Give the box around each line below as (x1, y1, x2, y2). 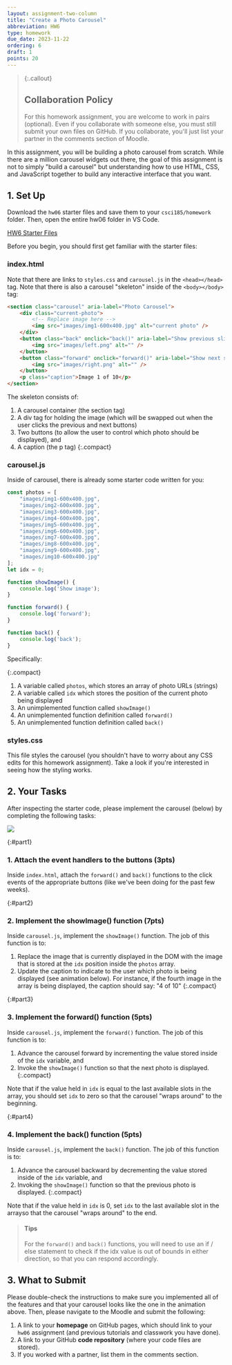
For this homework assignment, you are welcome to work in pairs (23, 112, 210, 121)
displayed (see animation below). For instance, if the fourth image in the (17, 975, 222, 983)
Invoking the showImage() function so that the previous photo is (17, 1181, 196, 1189)
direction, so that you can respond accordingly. (23, 1254, 159, 1263)
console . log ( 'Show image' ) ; (19, 585, 100, 592)
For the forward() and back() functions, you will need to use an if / (23, 1240, 213, 1248)
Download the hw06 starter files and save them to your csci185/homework (7, 208, 211, 216)
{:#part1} (7, 837, 32, 846)
